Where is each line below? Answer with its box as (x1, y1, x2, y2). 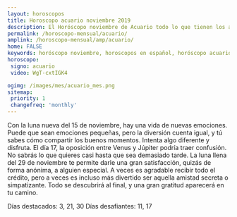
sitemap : (7, 89, 33, 96)
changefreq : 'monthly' (10, 101, 78, 109)
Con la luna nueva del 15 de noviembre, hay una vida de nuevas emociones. (7, 121, 228, 129)
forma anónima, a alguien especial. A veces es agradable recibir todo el (7, 166, 216, 174)
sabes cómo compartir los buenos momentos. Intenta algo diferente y (7, 136, 210, 144)
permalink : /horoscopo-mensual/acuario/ (7, 30, 128, 37)
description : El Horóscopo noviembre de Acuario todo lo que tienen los (7, 23, 226, 30)
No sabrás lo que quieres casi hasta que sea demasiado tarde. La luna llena (7, 151, 227, 159)
